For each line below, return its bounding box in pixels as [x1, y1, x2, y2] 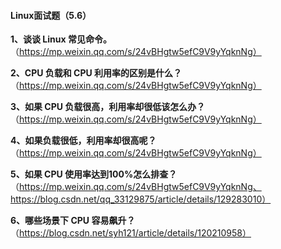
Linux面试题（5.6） [10, 9, 92, 21]
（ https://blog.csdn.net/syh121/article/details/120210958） [10, 227, 252, 239]
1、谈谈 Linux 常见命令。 [10, 33, 112, 45]
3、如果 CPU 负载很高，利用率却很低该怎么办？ [10, 101, 206, 113]
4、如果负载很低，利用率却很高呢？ [10, 135, 157, 147]
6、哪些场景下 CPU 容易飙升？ [10, 215, 136, 227]
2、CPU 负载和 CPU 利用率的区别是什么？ [10, 67, 183, 79]
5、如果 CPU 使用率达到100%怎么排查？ [10, 168, 178, 180]
